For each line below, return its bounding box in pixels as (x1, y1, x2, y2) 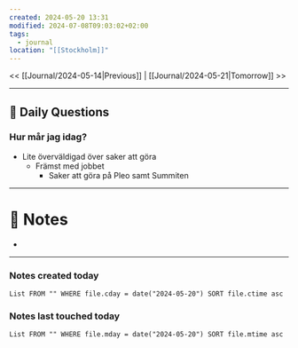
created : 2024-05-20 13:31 (9, 12, 109, 22)
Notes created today (9, 269, 99, 281)
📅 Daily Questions (9, 104, 110, 120)
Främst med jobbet (35, 161, 105, 171)
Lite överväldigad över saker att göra (21, 151, 157, 162)
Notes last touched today (9, 310, 121, 322)
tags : (9, 29, 29, 38)
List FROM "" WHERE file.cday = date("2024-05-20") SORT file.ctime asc (9, 289, 284, 298)
